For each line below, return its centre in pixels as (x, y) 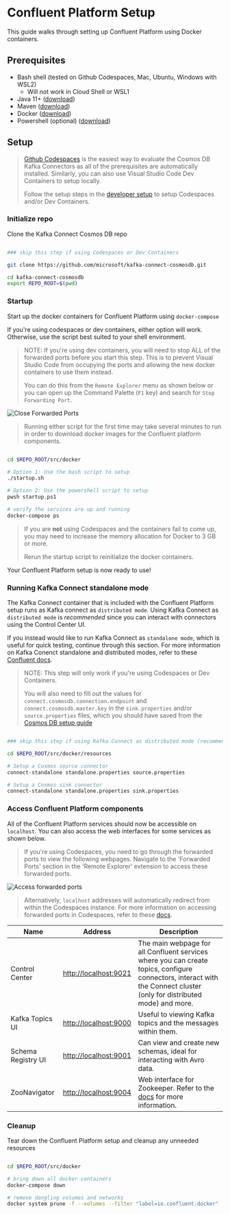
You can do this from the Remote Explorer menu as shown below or (118, 385)
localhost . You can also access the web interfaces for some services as (109, 831)
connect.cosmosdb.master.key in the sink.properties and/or (108, 709)
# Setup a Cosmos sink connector (55, 785)
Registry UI (28, 1060)
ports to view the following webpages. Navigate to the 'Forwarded (117, 859)
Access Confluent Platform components (75, 809)
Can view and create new (179, 1043)
